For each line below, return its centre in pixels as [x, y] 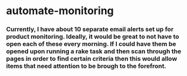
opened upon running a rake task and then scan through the [94, 51]
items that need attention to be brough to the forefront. [86, 66]
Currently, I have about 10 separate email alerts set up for [90, 29]
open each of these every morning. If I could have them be [91, 44]
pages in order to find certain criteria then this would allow [92, 59]
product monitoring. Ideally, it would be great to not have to [93, 37]
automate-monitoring [60, 11]
